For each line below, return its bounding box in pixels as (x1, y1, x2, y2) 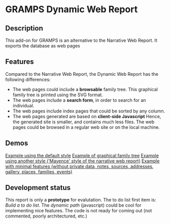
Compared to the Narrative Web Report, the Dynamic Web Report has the (5, 71, 159, 77)
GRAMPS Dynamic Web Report (5, 4, 138, 15)
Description (5, 24, 43, 33)
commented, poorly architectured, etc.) (5, 213, 88, 219)
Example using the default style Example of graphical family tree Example (5, 152, 159, 158)
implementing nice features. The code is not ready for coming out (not (5, 208, 152, 214)
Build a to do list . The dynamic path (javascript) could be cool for (5, 202, 142, 208)
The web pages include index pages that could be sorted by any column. (12, 108, 165, 114)
